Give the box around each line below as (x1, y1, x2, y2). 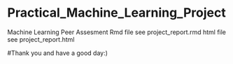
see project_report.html (7, 35, 75, 43)
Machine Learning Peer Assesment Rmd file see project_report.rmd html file (7, 28, 226, 36)
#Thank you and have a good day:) (7, 49, 108, 57)
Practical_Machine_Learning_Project (7, 5, 226, 21)
